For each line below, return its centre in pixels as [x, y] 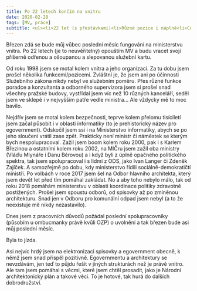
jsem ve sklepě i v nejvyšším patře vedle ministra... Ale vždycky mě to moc [96, 100]
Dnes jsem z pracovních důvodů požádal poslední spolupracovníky [87, 216]
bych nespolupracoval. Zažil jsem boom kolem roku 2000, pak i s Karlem [94, 142]
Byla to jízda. [21, 240]
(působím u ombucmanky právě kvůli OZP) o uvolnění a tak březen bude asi [98, 223]
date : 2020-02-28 [27, 17]
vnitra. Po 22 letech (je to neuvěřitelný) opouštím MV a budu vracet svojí [94, 51]
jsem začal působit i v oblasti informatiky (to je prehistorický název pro [91, 123]
